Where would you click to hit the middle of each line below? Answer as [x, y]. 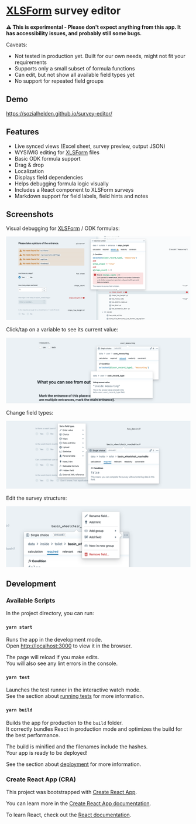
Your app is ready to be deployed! [47, 752]
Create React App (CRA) [41, 779]
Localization [29, 171]
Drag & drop [29, 165]
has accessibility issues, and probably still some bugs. [74, 33]
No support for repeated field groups [59, 81]
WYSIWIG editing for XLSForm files [57, 152]
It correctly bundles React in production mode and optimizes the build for [94, 729]
